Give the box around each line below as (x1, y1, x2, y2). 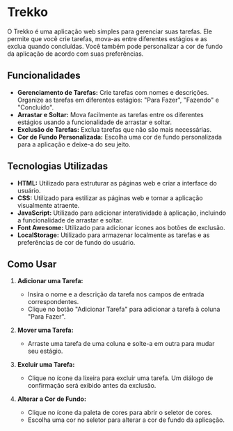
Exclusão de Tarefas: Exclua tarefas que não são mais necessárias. (17, 125, 212, 133)
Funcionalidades (7, 70, 81, 82)
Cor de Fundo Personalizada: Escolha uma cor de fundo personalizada (17, 133, 223, 141)
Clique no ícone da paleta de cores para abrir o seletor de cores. (27, 409, 214, 417)
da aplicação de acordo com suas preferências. (7, 50, 144, 58)
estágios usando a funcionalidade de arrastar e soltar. (17, 118, 172, 126)
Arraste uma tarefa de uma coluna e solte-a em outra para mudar (27, 340, 215, 348)
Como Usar (7, 258, 57, 270)
